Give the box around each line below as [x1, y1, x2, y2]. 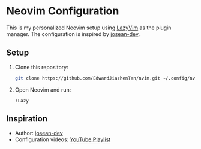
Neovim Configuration [6, 4, 119, 18]
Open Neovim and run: [14, 86, 71, 93]
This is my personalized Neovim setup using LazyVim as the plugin [6, 24, 172, 31]
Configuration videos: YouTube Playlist [14, 136, 111, 143]
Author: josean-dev [14, 130, 63, 137]
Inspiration [6, 114, 48, 124]
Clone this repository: [14, 63, 68, 71]
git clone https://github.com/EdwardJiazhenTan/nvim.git [14, 75, 161, 81]
